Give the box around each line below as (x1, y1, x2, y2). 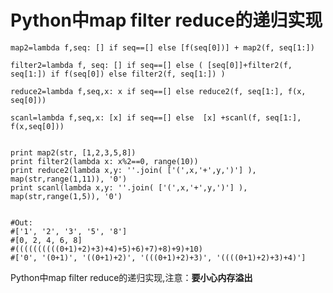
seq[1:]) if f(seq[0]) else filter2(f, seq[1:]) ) (10, 69, 226, 79)
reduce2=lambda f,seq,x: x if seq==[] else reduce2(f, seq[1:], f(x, (10, 86, 307, 96)
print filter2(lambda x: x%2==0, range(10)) (10, 156, 199, 166)
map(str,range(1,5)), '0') (10, 191, 123, 201)
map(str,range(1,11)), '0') (10, 174, 128, 184)
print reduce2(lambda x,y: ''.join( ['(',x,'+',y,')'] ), (10, 165, 257, 175)
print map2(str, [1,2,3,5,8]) (10, 147, 137, 158)
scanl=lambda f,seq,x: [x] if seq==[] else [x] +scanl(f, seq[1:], (10, 112, 302, 123)
